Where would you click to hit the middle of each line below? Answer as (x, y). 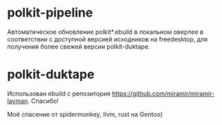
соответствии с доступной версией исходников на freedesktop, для (108, 39)
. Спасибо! (43, 101)
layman (18, 101)
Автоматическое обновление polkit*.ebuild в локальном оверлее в (105, 32)
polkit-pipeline (50, 13)
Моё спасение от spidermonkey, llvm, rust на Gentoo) (85, 114)
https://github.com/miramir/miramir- (163, 93)
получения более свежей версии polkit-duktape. (79, 46)
